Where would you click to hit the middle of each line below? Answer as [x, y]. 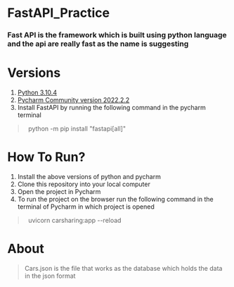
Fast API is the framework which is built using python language [117, 35]
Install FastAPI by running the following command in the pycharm [111, 108]
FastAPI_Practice [59, 13]
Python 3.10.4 [37, 92]
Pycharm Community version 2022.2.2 [73, 100]
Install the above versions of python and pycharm [89, 176]
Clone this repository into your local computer [84, 184]
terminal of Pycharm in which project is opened [86, 207]
